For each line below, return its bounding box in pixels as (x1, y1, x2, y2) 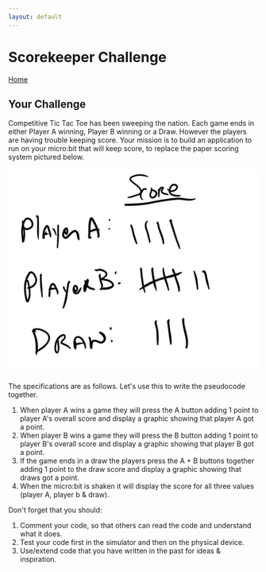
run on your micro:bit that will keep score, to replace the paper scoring (8, 144, 240, 154)
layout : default (8, 13, 62, 21)
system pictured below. (8, 152, 85, 162)
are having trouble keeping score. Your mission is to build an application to (8, 135, 253, 145)
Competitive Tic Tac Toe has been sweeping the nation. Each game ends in (8, 119, 255, 128)
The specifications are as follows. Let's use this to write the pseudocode (8, 381, 246, 391)
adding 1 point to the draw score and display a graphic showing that (19, 464, 242, 473)
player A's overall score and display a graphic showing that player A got (19, 414, 254, 423)
